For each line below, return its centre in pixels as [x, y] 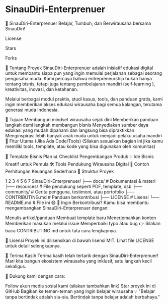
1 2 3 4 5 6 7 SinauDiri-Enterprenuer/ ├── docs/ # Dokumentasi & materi [80, 181]
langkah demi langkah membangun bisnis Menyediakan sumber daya [77, 125]
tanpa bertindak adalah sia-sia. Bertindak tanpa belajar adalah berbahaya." [82, 297]
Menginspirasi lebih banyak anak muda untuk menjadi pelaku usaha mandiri [84, 135]
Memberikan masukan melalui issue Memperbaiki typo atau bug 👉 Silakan [83, 223]
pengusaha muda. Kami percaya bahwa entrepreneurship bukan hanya [79, 78]
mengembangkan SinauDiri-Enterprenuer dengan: [57, 208]
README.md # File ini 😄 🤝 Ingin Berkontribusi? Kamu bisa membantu [77, 202]
